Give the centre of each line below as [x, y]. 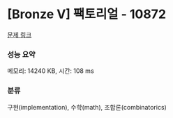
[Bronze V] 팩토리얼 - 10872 [86, 14]
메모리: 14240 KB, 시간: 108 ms [51, 71]
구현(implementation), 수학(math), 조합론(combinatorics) [87, 107]
